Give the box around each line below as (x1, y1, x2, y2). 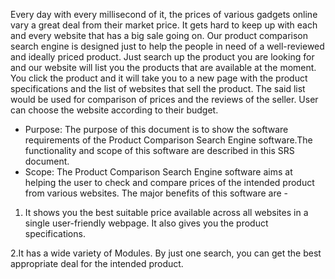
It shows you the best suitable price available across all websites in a (24, 207, 309, 218)
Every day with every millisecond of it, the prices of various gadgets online (10, 9, 318, 20)
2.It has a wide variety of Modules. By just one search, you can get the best (10, 247, 322, 259)
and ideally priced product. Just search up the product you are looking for (10, 51, 315, 63)
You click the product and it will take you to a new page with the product (10, 72, 308, 84)
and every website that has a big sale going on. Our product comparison (10, 30, 309, 41)
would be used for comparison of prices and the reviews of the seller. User (10, 94, 319, 105)
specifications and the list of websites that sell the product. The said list (10, 83, 306, 94)
